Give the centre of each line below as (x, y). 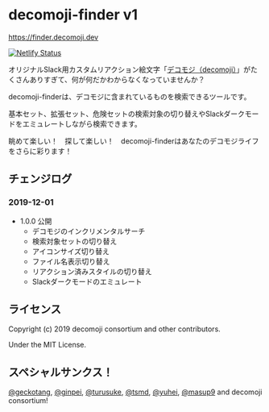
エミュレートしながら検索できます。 (82, 123)
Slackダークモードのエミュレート (87, 281)
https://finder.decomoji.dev (54, 37)
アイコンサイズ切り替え (71, 251)
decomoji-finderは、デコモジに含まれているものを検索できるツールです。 (130, 96)
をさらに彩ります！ (40, 151)
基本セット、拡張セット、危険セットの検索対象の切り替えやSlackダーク (127, 114)
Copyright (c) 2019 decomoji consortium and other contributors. (115, 329)
